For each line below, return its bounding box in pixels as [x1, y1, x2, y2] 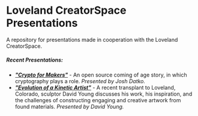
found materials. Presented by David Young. [14, 103, 124, 110]
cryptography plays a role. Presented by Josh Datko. [14, 77, 146, 84]
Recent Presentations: [6, 56, 64, 63]
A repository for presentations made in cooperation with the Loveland [6, 36, 178, 43]
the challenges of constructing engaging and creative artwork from [14, 96, 181, 103]
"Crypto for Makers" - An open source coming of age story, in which [14, 71, 187, 78]
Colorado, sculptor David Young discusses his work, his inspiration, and [14, 90, 193, 97]
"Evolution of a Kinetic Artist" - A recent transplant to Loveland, [14, 84, 176, 91]
